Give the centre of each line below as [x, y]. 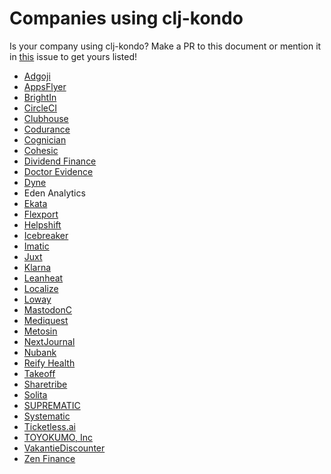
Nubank [40, 352]
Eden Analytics [54, 193]
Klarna [37, 267]
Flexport [41, 214]
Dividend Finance [60, 161]
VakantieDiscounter [64, 448]
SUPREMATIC [52, 405]
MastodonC [47, 309]
